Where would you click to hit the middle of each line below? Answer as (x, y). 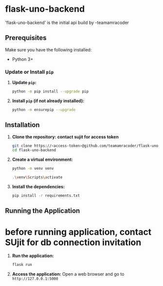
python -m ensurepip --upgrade (44, 110)
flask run (22, 265)
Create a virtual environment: (42, 159)
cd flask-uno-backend (34, 150)
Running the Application (43, 211)
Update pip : (24, 83)
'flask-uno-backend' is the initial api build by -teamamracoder (67, 22)
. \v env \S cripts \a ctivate (37, 177)
